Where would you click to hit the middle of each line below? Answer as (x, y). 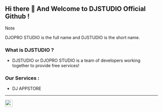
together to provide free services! (46, 66)
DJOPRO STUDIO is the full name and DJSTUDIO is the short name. (73, 37)
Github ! (17, 17)
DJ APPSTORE (27, 89)
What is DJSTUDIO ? (30, 50)
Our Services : (22, 78)
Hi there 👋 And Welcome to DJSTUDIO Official (75, 9)
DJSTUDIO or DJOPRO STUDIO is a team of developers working (76, 60)
